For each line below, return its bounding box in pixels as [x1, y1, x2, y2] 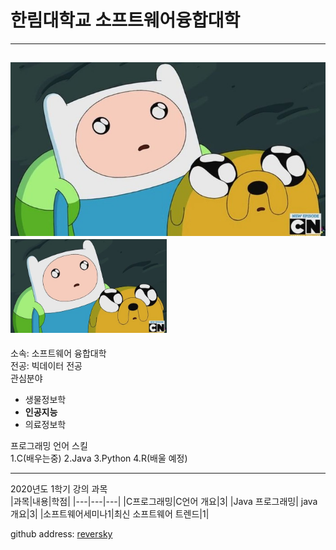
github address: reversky [10, 528, 113, 540]
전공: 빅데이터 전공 [10, 360, 83, 372]
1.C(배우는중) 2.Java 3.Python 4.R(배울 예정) [10, 452, 188, 465]
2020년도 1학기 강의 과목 [10, 483, 108, 495]
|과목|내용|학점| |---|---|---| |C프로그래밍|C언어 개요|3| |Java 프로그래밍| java [10, 496, 318, 508]
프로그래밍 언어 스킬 [10, 440, 88, 452]
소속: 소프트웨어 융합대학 [10, 347, 107, 360]
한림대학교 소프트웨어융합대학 [10, 9, 241, 32]
